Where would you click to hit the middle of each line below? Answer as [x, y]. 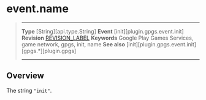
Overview [25, 76]
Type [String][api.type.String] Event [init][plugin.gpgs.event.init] [102, 31]
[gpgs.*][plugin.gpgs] [49, 51]
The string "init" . [29, 90]
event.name [38, 9]
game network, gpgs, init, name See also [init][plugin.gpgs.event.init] [109, 44]
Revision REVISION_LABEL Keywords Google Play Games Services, [107, 38]
